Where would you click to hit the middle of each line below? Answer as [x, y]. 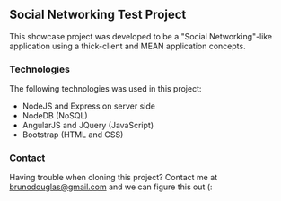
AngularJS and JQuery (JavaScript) [88, 126]
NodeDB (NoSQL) [55, 116]
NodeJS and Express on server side [88, 106]
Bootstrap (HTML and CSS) [73, 135]
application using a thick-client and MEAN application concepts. [127, 46]
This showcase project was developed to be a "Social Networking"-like [141, 36]
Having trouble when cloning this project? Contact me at [114, 178]
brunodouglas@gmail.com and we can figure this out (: [111, 187]
